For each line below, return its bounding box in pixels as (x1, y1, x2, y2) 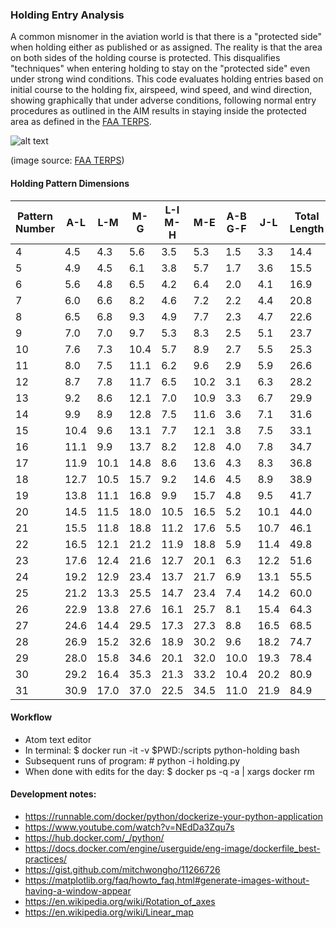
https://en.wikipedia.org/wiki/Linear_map (24, 906, 194, 918)
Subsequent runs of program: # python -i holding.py (24, 754, 241, 767)
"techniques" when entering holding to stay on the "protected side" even (10, 63, 311, 75)
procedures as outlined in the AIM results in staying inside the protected (10, 105, 307, 117)
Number (15, 221, 55, 235)
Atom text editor (24, 733, 92, 745)
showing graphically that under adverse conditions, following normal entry (10, 94, 317, 107)
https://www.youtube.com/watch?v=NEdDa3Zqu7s (24, 821, 235, 833)
